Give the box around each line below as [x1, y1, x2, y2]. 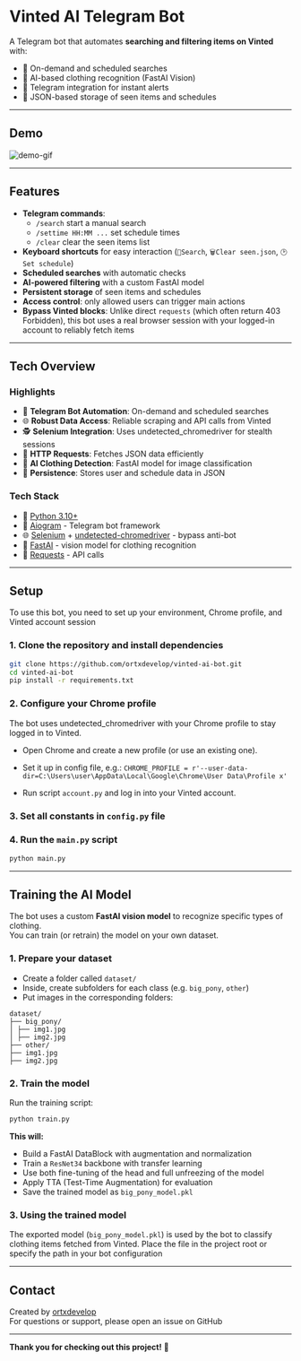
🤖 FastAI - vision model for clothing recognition [21, 540, 197, 550]
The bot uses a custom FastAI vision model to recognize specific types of [9, 911, 284, 922]
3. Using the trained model [9, 1209, 127, 1221]
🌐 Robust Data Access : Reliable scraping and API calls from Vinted [21, 415, 271, 427]
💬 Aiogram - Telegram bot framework [21, 520, 161, 531]
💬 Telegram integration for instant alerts [21, 82, 169, 92]
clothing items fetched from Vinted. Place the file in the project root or [9, 1239, 267, 1250]
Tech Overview [9, 359, 96, 374]
